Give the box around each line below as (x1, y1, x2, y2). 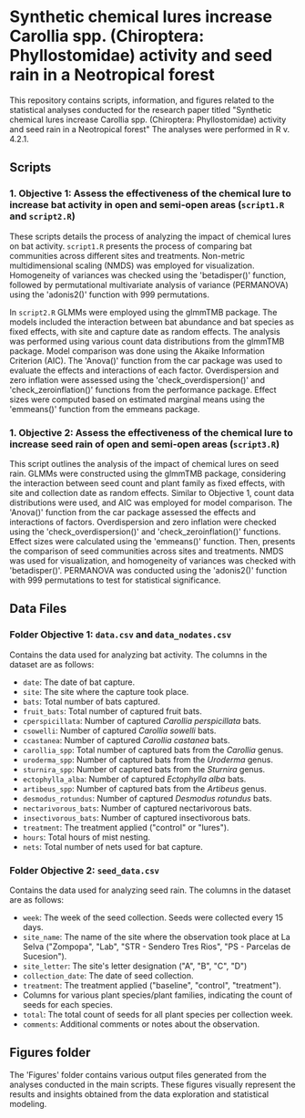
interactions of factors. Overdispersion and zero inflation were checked (9, 516, 277, 527)
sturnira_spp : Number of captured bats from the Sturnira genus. (22, 763, 266, 774)
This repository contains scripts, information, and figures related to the (9, 94, 275, 106)
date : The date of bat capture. (22, 677, 136, 688)
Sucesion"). (22, 950, 67, 961)
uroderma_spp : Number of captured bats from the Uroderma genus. (22, 754, 274, 765)
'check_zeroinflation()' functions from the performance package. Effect (9, 384, 277, 395)
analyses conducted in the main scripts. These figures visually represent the (9, 1079, 296, 1090)
